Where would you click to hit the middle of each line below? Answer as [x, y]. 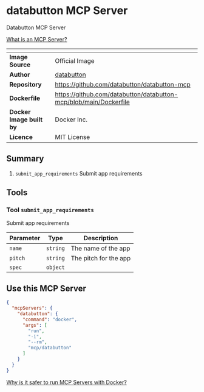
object [56, 268]
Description [101, 238]
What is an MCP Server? [37, 39]
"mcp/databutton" [50, 348]
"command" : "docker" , [50, 319]
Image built [26, 119]
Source [20, 65]
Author [20, 74]
